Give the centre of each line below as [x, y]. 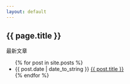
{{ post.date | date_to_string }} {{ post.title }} [69, 69]
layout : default [26, 12]
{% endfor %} [32, 76]
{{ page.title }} [34, 36]
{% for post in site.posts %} [49, 63]
